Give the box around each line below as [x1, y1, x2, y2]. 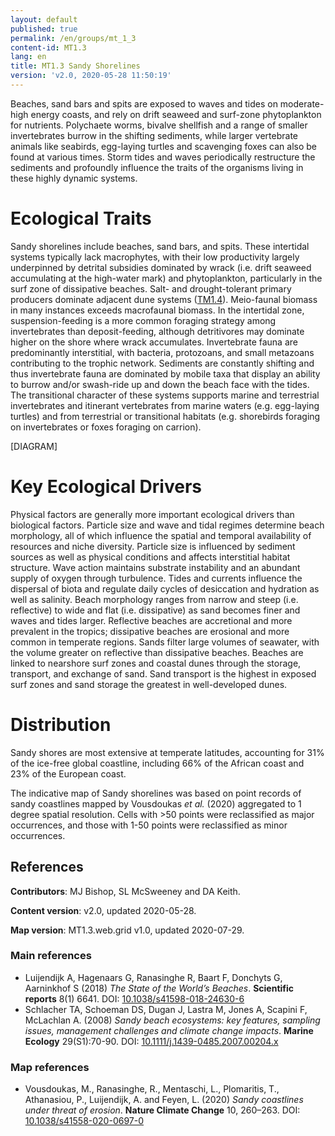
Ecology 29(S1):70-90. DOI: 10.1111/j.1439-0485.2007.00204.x [24, 1035, 279, 1047]
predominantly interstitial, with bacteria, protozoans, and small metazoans [10, 346, 315, 358]
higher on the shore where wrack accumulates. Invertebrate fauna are [10, 336, 298, 348]
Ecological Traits [10, 207, 152, 230]
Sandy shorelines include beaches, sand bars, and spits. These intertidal [10, 240, 310, 252]
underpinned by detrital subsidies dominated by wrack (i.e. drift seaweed [10, 261, 312, 273]
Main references [10, 949, 92, 963]
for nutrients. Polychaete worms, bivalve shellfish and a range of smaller [10, 119, 308, 131]
